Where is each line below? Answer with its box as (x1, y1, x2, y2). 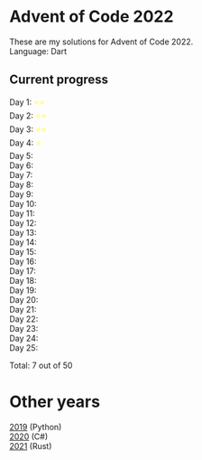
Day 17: (9, 265, 36, 277)
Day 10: (9, 198, 38, 209)
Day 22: (9, 314, 39, 324)
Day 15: (9, 246, 37, 257)
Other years (9, 391, 101, 412)
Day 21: (9, 304, 37, 314)
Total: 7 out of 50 (9, 360, 73, 371)
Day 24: (9, 333, 39, 343)
